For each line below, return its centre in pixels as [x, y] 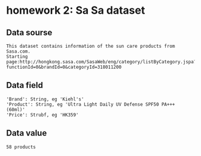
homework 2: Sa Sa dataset [76, 10]
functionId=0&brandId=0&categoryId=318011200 [64, 67]
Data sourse [29, 33]
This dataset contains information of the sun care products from [91, 46]
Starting [17, 57]
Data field [25, 85]
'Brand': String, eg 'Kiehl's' [45, 99]
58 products [21, 147]
